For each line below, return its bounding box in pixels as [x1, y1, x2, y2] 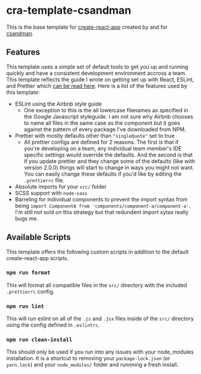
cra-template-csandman [6, 4, 132, 17]
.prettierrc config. [6, 288, 55, 295]
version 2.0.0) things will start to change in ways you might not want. [23, 164, 194, 171]
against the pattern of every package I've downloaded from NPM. [23, 125, 187, 132]
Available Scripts [6, 232, 71, 243]
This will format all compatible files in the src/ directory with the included [6, 281, 187, 288]
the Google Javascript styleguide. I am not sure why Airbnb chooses [23, 113, 194, 120]
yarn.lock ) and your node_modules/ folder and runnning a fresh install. [6, 361, 179, 369]
